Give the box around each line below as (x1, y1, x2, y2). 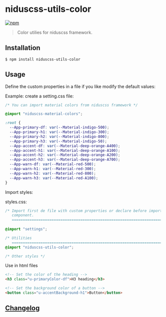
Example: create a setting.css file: (5, 93, 74, 99)
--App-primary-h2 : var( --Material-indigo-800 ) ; (9, 134, 110, 139)
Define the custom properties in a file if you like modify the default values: (5, 83, 156, 90)
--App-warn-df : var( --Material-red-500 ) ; (9, 162, 96, 167)
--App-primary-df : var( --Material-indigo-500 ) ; (9, 125, 110, 130)
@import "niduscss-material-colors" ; (5, 111, 83, 117)
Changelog (5, 304, 40, 313)
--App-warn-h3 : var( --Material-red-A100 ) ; (9, 176, 98, 181)
